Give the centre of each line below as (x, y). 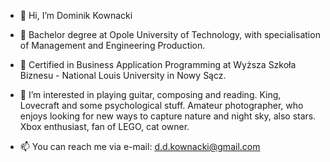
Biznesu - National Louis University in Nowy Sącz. (123, 75)
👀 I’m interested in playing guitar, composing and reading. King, (150, 94)
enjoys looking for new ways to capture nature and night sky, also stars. (168, 116)
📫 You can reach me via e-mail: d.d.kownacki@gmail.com (140, 146)
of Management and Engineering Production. (112, 45)
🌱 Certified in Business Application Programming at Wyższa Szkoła (158, 64)
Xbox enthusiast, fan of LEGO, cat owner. (104, 126)
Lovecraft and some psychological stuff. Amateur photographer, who (161, 105)
